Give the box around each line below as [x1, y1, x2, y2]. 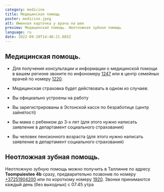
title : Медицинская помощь [5, 12, 60, 17]
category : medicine [5, 7, 45, 12]
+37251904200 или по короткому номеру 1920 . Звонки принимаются [5, 176, 150, 182]
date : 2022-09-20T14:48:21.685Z [5, 35, 71, 40]
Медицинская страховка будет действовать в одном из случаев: [12, 85, 148, 91]
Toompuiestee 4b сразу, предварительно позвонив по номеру [5, 171, 136, 177]
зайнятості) [12, 109, 36, 115]
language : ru [5, 30, 32, 35]
